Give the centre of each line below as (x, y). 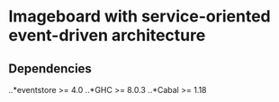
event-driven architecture (107, 35)
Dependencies (50, 68)
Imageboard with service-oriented (139, 17)
